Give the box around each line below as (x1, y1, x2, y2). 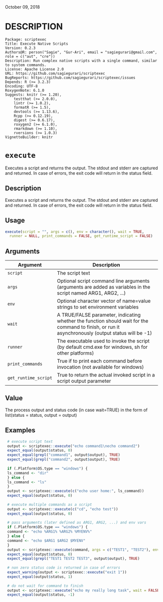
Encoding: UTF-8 (5, 83, 38, 89)
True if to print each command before (57, 358, 142, 364)
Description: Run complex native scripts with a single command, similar (5, 58, 158, 63)
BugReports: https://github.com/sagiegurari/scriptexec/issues (5, 75, 136, 80)
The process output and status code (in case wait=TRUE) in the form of (5, 407, 148, 413)
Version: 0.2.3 (5, 46, 36, 50)
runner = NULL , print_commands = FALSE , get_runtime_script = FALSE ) (9, 234, 153, 239)
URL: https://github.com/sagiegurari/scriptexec (5, 71, 105, 76)
